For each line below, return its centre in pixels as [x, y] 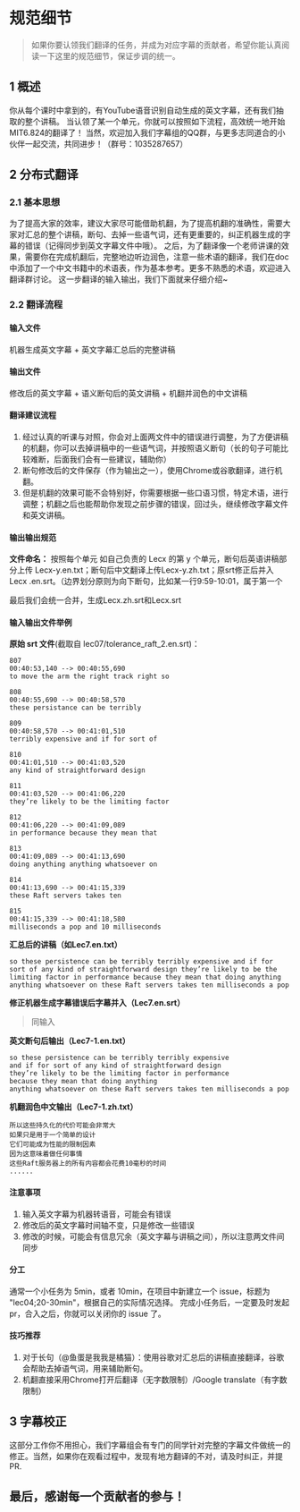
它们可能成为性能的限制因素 [53, 1145]
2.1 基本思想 [35, 202]
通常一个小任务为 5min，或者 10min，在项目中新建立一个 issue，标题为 [140, 1291]
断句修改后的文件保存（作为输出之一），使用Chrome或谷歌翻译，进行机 [152, 470]
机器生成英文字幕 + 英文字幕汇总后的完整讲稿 [92, 349]
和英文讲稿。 [46, 514]
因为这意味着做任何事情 [46, 1154]
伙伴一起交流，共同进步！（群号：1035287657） [99, 143]
